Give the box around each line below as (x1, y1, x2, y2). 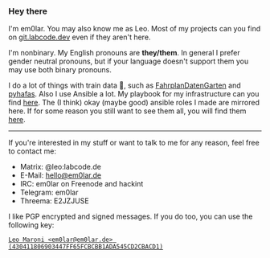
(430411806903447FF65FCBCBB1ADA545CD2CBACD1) (8, 243, 163, 251)
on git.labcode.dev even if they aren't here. (8, 32, 151, 42)
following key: (8, 220, 55, 230)
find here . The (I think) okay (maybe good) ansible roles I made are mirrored (8, 98, 260, 108)
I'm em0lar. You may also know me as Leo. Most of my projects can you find (8, 24, 261, 34)
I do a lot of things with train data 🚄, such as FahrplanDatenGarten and (8, 80, 241, 90)
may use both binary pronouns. (8, 65, 112, 75)
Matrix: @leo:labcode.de (19, 162, 102, 172)
